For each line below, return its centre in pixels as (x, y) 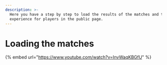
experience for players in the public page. (56, 19)
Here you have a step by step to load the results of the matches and (84, 14)
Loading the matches (50, 43)
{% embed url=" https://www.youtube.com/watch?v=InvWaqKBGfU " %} (78, 57)
